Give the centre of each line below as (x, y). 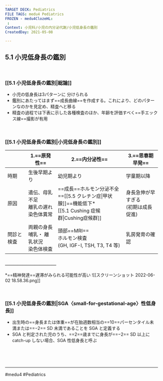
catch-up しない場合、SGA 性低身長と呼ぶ (54, 340)
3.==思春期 (141, 156)
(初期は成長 (139, 207)
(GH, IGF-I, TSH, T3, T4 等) (89, 245)
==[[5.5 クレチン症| (80, 196)
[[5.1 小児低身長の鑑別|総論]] (38, 83)
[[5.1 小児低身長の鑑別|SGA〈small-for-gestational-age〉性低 (78, 303)
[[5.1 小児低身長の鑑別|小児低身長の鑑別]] (53, 142)
